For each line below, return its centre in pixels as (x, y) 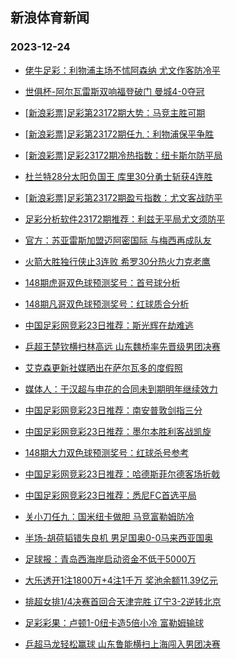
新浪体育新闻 (50, 18)
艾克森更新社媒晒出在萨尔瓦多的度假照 (103, 367)
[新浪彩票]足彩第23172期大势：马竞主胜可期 (115, 112)
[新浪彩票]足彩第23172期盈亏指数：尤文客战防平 (123, 197)
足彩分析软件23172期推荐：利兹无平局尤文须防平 (125, 219)
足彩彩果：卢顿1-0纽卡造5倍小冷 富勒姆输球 (114, 622)
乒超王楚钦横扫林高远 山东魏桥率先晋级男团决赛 (122, 346)
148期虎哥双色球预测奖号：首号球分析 (102, 282)
